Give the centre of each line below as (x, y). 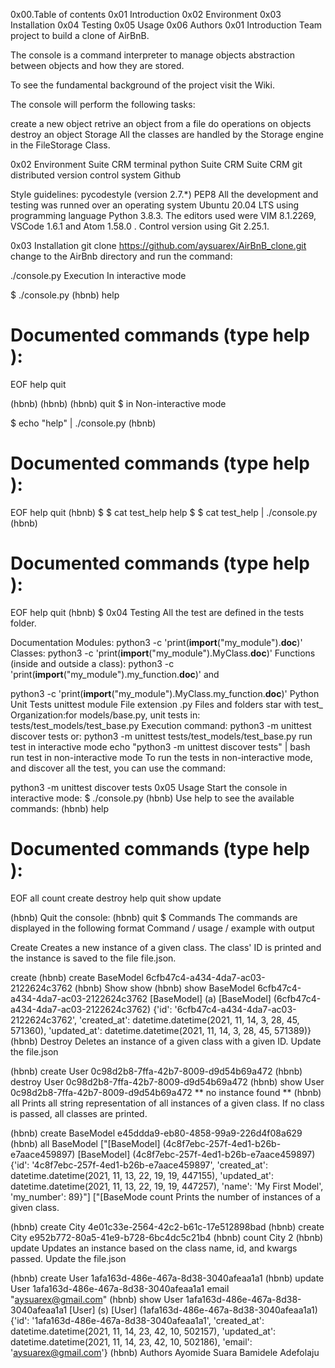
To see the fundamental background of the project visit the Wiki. (142, 85)
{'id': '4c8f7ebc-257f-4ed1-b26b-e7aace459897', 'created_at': (139, 1165)
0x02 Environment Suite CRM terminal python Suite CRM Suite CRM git (156, 164)
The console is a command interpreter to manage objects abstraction (152, 55)
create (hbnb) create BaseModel (77, 977)
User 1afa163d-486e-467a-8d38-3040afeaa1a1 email (120, 1288)
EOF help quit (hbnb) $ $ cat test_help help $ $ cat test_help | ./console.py (164, 512)
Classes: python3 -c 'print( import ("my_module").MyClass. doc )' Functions (163, 653)
